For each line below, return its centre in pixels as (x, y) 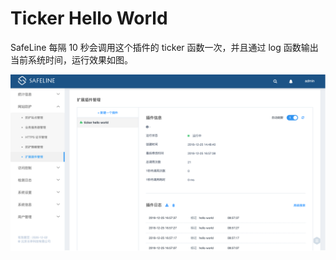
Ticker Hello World (89, 18)
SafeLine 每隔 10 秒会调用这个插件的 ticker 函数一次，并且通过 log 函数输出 (164, 47)
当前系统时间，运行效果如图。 (71, 59)
